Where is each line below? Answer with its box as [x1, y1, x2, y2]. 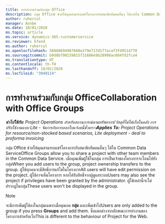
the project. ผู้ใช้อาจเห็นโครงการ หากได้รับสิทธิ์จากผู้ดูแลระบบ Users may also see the [5, 172, 155, 178]
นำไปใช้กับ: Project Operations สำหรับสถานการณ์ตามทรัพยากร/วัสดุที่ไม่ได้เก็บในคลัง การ [5, 119, 156, 125]
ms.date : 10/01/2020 [5, 25, 48, 30]
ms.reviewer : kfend [5, 39, 46, 44]
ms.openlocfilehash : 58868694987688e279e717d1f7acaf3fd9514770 [5, 48, 138, 53]
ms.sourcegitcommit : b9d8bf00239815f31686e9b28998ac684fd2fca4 [5, 52, 138, 58]
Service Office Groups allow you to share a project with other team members [5, 150, 159, 156]
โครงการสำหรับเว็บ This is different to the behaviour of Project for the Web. [5, 213, 148, 219]
